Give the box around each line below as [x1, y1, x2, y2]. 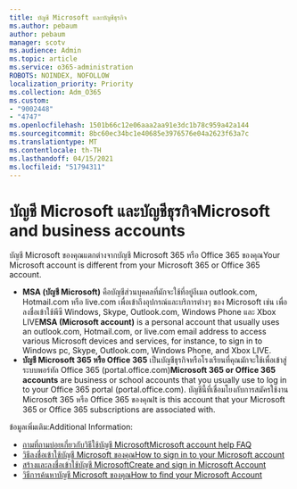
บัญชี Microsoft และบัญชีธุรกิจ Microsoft [9, 201, 270, 221]
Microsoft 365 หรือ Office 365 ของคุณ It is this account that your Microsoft [21, 394, 285, 405]
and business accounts [9, 220, 186, 241]
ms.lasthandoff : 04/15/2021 [9, 153, 114, 163]
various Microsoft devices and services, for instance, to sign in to [21, 336, 263, 346]
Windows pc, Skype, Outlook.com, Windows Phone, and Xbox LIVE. [21, 345, 272, 356]
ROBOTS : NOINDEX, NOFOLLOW [9, 71, 110, 80]
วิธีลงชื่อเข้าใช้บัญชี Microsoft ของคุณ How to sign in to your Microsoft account [21, 450, 285, 460]
